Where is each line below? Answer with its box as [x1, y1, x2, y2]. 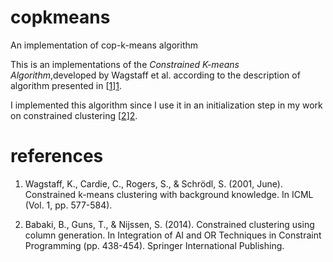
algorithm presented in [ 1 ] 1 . [10, 79, 123, 91]
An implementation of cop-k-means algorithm [10, 39, 199, 51]
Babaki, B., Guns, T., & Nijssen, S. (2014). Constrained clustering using [24, 218, 315, 230]
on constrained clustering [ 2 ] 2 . [10, 109, 138, 121]
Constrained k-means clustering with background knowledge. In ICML [24, 188, 314, 200]
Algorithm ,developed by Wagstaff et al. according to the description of [10, 69, 301, 81]
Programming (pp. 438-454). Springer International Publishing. [24, 239, 285, 251]
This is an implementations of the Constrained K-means [10, 58, 240, 70]
